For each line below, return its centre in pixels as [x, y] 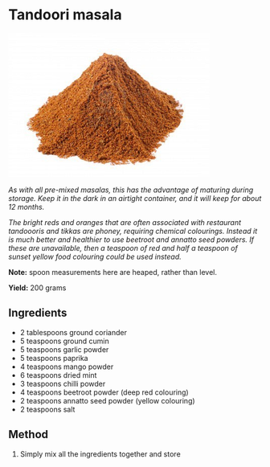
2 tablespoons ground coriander [73, 332]
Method [29, 434]
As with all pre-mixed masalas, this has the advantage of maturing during [131, 190]
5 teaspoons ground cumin [65, 341]
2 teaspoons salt [47, 409]
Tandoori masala [65, 15]
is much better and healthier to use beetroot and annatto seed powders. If [131, 240]
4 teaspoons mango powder [67, 367]
